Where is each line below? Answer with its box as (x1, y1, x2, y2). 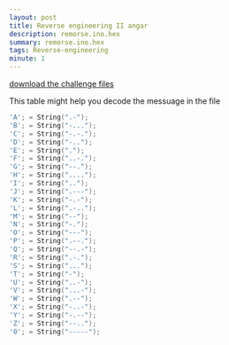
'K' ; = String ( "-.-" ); (9, 195, 93, 204)
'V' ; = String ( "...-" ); (9, 286, 97, 295)
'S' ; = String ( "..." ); (9, 261, 93, 271)
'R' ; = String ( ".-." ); (9, 253, 93, 262)
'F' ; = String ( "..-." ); (9, 154, 97, 163)
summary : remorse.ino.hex (9, 37, 104, 47)
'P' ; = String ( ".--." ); (9, 237, 97, 246)
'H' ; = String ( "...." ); (9, 170, 97, 180)
